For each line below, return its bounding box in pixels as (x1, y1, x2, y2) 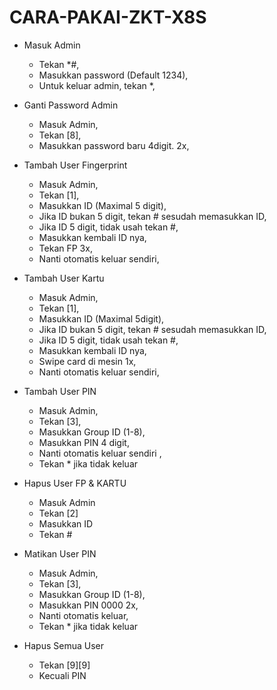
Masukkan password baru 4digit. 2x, (38, 139, 190, 151)
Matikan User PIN (23, 547, 97, 560)
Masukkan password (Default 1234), (38, 69, 189, 81)
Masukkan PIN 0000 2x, (38, 599, 139, 611)
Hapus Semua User (23, 639, 104, 651)
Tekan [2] (38, 507, 79, 519)
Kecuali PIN (38, 669, 87, 681)
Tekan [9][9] (38, 659, 91, 671)
